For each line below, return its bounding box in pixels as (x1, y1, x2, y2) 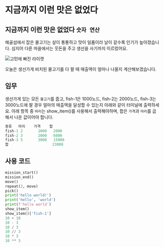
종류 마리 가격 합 (5, 124, 53, 129)
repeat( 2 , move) (5, 184, 38, 189)
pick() (5, 188, 19, 193)
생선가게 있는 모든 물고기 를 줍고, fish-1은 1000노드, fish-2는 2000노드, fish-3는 (5, 96, 157, 102)
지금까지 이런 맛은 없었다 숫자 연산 (5, 25, 100, 34)
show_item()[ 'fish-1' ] (5, 211, 51, 216)
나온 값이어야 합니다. (14, 114, 54, 120)
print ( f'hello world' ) (5, 202, 51, 207)
